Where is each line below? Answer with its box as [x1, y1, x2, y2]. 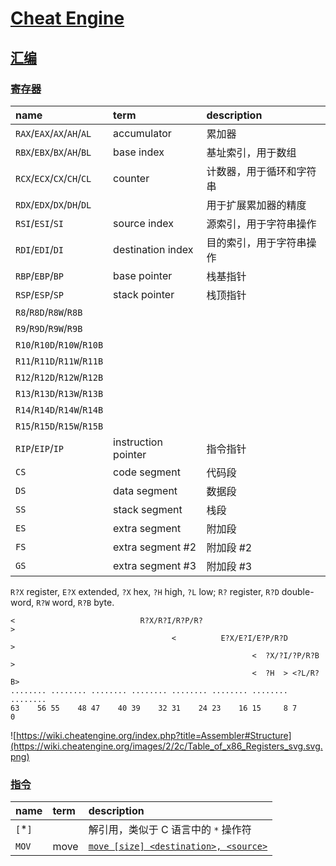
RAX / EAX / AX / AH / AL [15, 126, 92, 140]
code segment [113, 465, 181, 479]
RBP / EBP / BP [15, 268, 65, 282]
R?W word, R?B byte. [36, 596, 115, 608]
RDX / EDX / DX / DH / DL [15, 197, 92, 211]
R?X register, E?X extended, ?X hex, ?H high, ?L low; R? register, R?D [10, 585, 280, 597]
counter [113, 171, 150, 185]
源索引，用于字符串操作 [206, 217, 317, 231]
